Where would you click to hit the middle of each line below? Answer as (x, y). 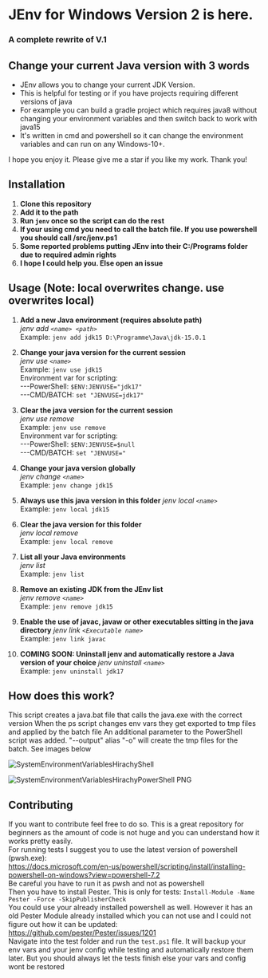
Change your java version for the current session (102, 352)
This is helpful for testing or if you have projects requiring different (129, 93)
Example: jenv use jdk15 (61, 369)
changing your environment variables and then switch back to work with (138, 118)
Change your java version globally (78, 467)
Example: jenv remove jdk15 (66, 606)
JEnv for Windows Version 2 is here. (131, 15)
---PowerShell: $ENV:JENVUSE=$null (77, 444)
